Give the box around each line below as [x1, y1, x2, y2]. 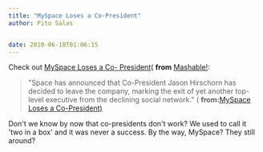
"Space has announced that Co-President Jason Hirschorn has [27, 78, 237, 88]
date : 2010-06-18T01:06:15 [8, 41, 99, 49]
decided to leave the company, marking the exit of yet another [27, 86, 234, 96]
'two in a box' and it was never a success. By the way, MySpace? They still [8, 127, 255, 137]
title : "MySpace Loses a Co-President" [8, 11, 142, 20]
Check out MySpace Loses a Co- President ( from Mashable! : [8, 62, 210, 72]
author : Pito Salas [8, 19, 74, 27]
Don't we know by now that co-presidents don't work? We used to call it [8, 119, 247, 129]
